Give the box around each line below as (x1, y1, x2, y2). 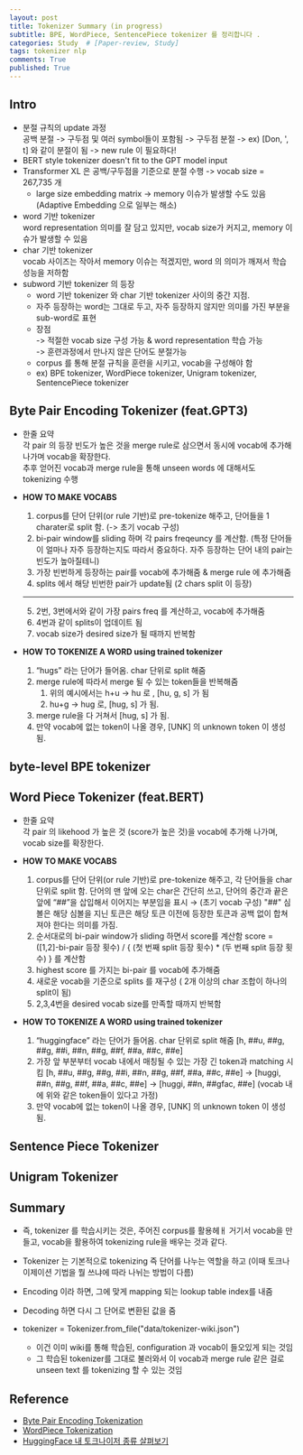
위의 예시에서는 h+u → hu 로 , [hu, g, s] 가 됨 (49, 687, 210, 698)
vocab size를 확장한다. (22, 837, 105, 848)
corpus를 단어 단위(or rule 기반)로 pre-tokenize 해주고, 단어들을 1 (35, 510, 271, 521)
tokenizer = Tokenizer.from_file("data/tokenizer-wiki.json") (22, 1323, 241, 1334)
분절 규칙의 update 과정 (22, 122, 106, 133)
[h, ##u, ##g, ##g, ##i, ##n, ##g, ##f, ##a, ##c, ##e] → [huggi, (45, 1067, 281, 1078)
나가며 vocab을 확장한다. (22, 450, 111, 461)
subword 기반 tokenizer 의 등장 (22, 278, 135, 289)
